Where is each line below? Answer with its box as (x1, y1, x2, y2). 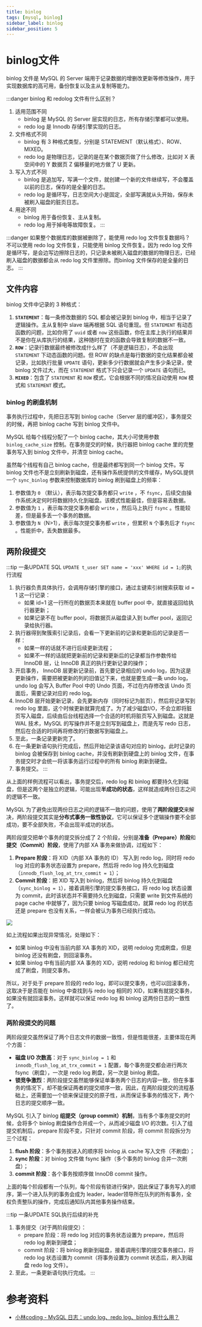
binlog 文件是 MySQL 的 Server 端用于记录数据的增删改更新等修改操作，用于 (6, 75, 195, 82)
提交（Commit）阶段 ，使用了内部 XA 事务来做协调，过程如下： (6, 841, 164, 849)
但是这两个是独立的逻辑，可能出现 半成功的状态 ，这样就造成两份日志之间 (16, 786, 196, 793)
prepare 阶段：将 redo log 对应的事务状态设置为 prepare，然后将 (23, 1232, 185, 1239)
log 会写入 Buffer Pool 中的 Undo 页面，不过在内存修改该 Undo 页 (29, 682, 191, 689)
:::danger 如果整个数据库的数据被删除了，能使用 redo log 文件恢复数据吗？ (6, 234, 191, 242)
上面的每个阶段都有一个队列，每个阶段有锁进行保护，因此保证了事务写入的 (6, 1183, 191, 1190)
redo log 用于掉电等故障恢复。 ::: (23, 221, 105, 228)
